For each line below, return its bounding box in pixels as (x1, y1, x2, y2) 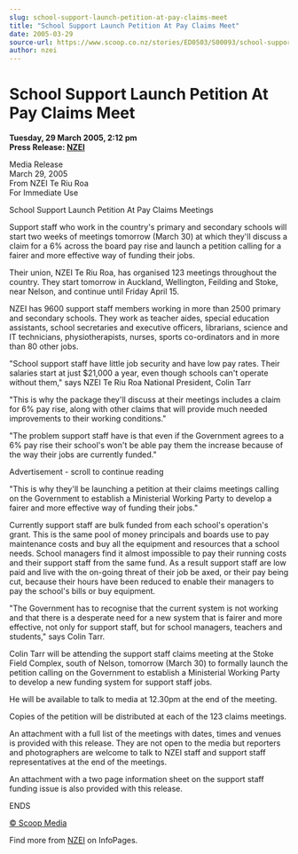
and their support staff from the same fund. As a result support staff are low (9, 557, 286, 568)
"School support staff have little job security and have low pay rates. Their (9, 359, 281, 369)
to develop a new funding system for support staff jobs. (9, 676, 213, 688)
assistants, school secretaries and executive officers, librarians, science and (9, 322, 288, 333)
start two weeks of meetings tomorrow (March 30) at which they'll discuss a (9, 232, 288, 242)
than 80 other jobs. (9, 341, 79, 352)
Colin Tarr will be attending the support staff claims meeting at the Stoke (9, 649, 274, 660)
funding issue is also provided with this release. (9, 783, 184, 795)
